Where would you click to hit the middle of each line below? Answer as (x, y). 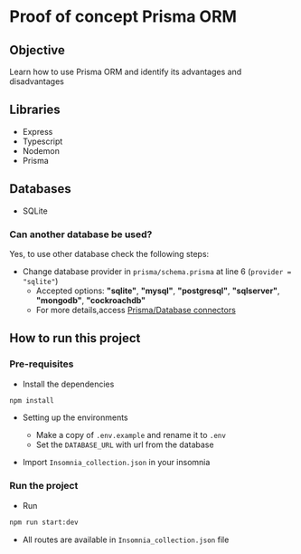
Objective (38, 50)
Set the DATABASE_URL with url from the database (125, 444)
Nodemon (41, 150)
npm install (32, 400)
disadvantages (37, 81)
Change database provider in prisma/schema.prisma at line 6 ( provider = (157, 271)
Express (38, 131)
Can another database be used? (81, 234)
